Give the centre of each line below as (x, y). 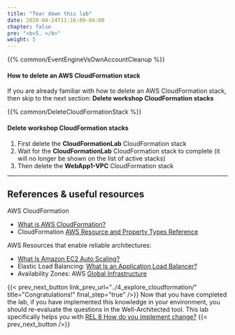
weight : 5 (22, 40)
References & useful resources (76, 194)
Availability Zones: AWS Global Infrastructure (82, 274)
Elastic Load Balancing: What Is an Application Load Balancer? (107, 267)
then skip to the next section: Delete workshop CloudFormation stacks (111, 98)
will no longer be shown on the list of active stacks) (91, 158)
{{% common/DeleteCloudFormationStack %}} (74, 112)
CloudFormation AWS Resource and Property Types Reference (108, 232)
